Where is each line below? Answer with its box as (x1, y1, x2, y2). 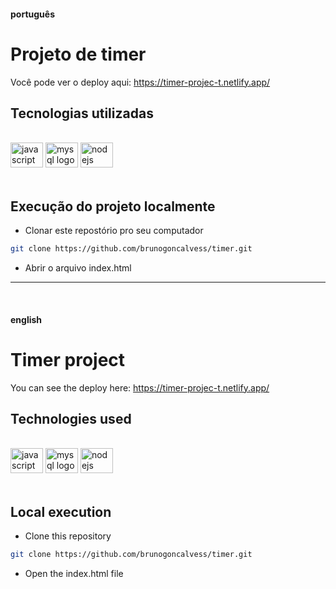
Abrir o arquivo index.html (24, 262, 132, 274)
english (10, 313, 43, 325)
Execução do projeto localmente (10, 198, 216, 215)
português (10, 8, 55, 20)
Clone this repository (24, 530, 112, 542)
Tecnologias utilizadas (10, 105, 154, 122)
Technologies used (10, 410, 132, 427)
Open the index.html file (24, 568, 124, 580)
